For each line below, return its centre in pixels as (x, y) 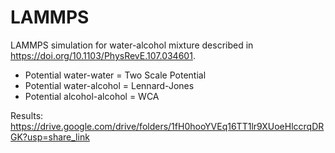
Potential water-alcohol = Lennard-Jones (109, 85)
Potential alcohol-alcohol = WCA (92, 96)
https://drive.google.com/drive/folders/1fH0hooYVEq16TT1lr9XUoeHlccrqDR (167, 126)
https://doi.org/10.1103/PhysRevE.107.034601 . (103, 55)
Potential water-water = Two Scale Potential (115, 75)
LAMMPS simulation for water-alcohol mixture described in (132, 45)
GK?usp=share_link (50, 137)
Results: (27, 115)
